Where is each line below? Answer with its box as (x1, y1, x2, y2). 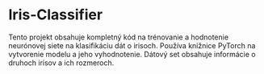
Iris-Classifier (8, 6, 103, 24)
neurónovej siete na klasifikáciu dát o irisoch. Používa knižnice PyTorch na (8, 40, 256, 50)
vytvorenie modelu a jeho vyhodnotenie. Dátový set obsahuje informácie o (8, 49, 256, 59)
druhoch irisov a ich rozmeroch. (8, 58, 115, 68)
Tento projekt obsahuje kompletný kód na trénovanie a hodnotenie (8, 32, 228, 42)
